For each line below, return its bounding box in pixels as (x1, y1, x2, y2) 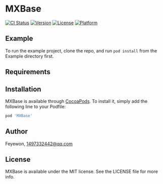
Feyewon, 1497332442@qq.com (5, 141, 73, 147)
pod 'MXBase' (5, 113, 33, 118)
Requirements (5, 68, 50, 76)
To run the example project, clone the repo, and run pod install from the (5, 47, 157, 53)
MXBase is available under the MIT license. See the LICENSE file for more (5, 168, 158, 174)
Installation (5, 85, 41, 93)
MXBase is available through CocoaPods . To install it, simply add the (5, 98, 148, 104)
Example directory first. (5, 53, 54, 59)
